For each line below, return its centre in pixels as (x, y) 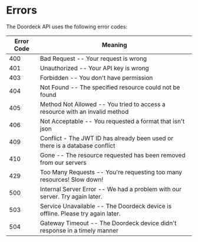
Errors (22, 10)
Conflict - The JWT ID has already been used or (107, 138)
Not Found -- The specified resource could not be (110, 87)
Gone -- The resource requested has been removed (113, 155)
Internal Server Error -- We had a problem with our (111, 189)
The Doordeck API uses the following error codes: (67, 27)
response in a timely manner (80, 230)
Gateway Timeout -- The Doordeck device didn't (108, 223)
